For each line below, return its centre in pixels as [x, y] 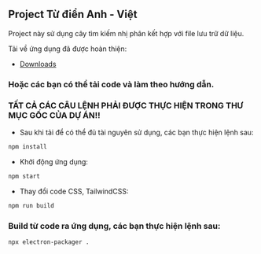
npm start [24, 176]
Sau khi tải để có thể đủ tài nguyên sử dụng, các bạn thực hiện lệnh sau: [136, 133]
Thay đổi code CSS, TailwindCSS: [74, 191]
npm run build [31, 205]
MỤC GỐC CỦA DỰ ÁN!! [54, 115]
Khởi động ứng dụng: [54, 161]
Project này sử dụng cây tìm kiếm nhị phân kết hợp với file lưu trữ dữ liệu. [126, 33]
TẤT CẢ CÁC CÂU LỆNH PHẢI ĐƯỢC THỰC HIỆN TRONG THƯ [126, 105]
